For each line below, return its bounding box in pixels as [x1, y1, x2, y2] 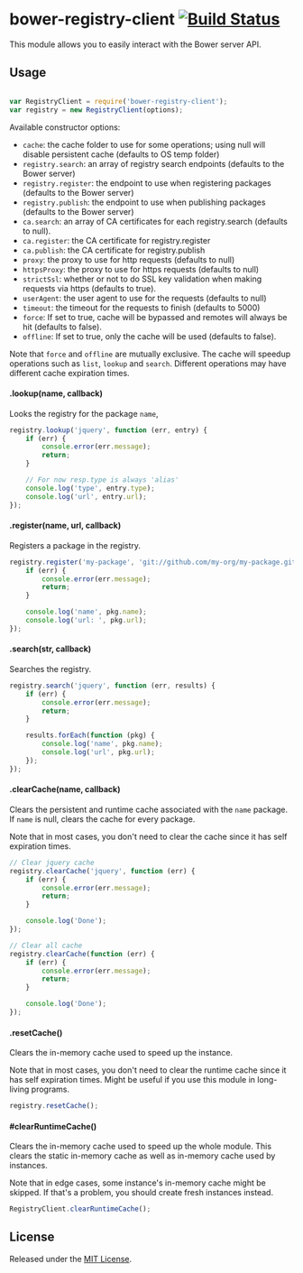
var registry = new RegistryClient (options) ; [9, 105, 183, 115]
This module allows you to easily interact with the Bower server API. [9, 39, 262, 50]
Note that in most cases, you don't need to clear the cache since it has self [9, 831, 288, 842]
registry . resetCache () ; [9, 1102, 99, 1111]
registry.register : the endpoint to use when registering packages [22, 177, 272, 189]
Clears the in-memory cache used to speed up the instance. [9, 1047, 233, 1058]
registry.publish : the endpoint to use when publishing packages [22, 197, 266, 208]
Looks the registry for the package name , [9, 408, 159, 419]
